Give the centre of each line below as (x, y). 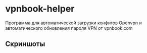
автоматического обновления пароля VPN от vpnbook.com (69, 28)
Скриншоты (25, 44)
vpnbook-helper (40, 9)
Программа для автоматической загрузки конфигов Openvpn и (74, 23)
